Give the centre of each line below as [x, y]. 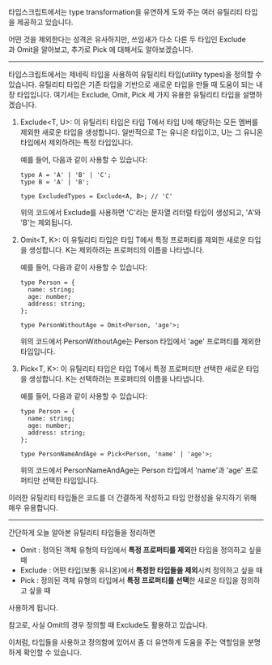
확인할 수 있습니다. [53, 652]
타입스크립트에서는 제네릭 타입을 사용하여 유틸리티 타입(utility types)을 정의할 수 [135, 74]
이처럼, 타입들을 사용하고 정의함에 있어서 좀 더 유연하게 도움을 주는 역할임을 [127, 642]
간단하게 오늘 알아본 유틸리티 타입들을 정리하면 [82, 533]
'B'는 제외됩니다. [46, 222]
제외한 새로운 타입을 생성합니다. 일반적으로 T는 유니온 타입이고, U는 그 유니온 [141, 132]
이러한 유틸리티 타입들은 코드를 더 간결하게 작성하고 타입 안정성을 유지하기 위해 [133, 497]
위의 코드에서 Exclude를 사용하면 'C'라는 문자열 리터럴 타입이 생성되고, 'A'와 [140, 212]
